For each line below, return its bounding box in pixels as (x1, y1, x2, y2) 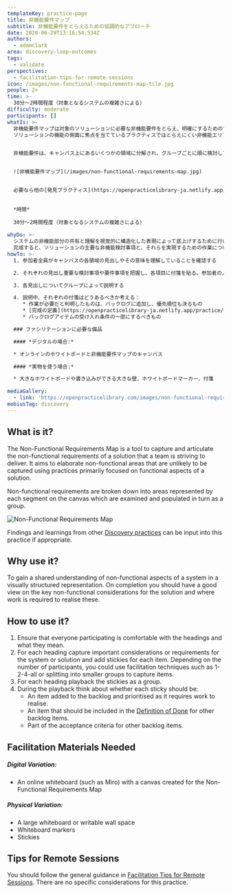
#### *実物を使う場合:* (13, 363, 74, 370)
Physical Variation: (7, 801, 63, 809)
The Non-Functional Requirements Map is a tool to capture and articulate (7, 444, 214, 452)
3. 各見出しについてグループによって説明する (13, 282, 124, 289)
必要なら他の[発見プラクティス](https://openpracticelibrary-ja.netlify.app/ (13, 187, 227, 194)
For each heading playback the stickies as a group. (16, 678, 162, 686)
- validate (13, 61, 45, 68)
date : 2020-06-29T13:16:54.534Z (7, 29, 100, 36)
